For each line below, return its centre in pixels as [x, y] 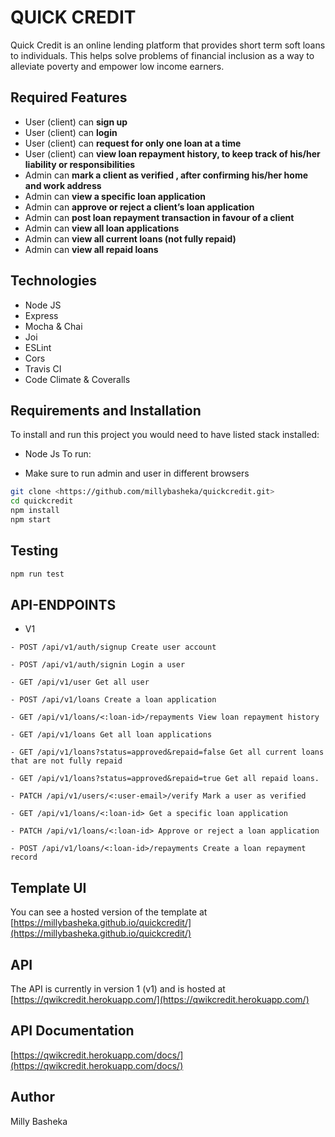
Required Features [69, 97]
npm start [31, 520]
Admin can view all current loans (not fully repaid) [130, 238]
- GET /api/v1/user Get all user [80, 682]
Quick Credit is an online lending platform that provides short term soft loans [168, 45]
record [24, 857]
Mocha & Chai [53, 326]
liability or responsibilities [80, 164]
